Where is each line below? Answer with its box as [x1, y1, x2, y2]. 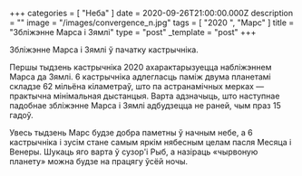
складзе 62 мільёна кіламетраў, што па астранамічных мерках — [9, 81, 265, 91]
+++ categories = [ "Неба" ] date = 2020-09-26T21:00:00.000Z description [9, 8, 294, 18]
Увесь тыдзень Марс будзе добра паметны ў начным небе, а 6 [9, 127, 253, 138]
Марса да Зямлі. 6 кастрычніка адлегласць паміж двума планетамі [9, 71, 271, 82]
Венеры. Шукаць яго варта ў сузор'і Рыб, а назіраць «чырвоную [9, 146, 258, 157]
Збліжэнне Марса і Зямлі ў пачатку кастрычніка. [9, 44, 200, 55]
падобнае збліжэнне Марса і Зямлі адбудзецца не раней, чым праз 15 [9, 100, 281, 111]
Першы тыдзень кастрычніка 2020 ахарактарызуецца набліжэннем [9, 62, 272, 72]
